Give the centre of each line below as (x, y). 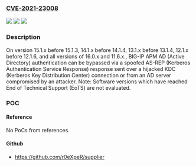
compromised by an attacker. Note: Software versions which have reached (97, 82)
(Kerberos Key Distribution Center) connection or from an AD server (89, 75)
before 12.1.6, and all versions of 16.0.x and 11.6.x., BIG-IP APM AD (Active (95, 56)
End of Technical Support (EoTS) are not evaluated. (68, 87)
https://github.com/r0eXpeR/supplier (59, 157)
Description (23, 37)
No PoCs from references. (38, 130)
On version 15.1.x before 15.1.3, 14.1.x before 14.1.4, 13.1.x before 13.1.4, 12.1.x (97, 50)
